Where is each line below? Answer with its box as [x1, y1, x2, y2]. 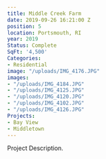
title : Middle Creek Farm [7, 10, 81, 17]
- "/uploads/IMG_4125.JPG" [7, 87, 85, 94]
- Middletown [7, 125, 45, 132]
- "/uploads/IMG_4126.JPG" [7, 106, 85, 113]
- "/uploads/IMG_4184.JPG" [7, 81, 85, 87]
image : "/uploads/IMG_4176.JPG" [7, 67, 100, 74]
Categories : [7, 55, 41, 62]
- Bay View [7, 118, 39, 126]
